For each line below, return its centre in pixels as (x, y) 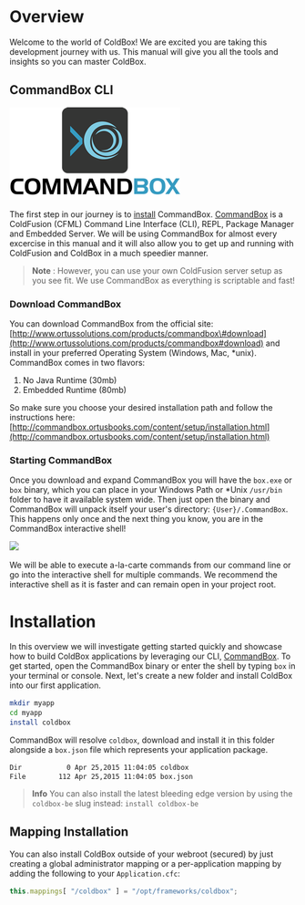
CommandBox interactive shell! (68, 529)
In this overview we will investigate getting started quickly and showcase (146, 647)
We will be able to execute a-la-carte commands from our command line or (150, 565)
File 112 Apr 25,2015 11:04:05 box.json (102, 776)
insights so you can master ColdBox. (78, 61)
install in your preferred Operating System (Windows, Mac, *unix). (133, 353)
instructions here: (42, 418)
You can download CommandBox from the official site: (112, 324)
